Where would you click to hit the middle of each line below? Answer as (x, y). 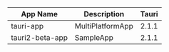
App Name (40, 14)
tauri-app (27, 26)
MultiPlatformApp (104, 26)
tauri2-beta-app (39, 37)
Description (104, 14)
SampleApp (94, 37)
